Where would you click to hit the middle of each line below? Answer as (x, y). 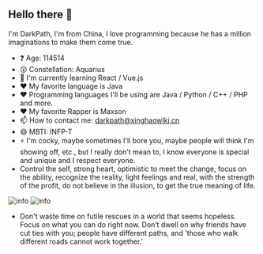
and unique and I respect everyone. (77, 160)
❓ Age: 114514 (42, 58)
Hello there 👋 (41, 15)
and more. (36, 103)
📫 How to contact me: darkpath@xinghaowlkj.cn (100, 120)
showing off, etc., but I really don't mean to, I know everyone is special (134, 152)
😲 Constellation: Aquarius (62, 69)
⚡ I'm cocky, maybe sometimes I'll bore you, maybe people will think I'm (137, 140)
